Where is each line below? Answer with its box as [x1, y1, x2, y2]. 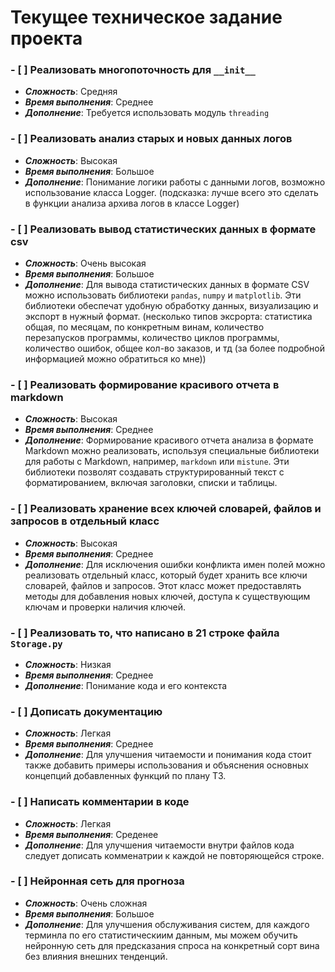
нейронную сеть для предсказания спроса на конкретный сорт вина [24, 939, 320, 951]
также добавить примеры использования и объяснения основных [24, 759, 309, 771]
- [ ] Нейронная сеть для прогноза [10, 874, 185, 888]
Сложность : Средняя [24, 86, 118, 98]
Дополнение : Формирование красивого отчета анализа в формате [24, 434, 314, 446]
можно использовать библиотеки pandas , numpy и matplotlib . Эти [24, 289, 302, 301]
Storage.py [10, 638, 63, 650]
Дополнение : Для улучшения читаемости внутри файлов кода [24, 839, 295, 851]
